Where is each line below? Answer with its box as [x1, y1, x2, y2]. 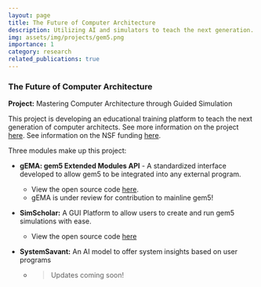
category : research [8, 48, 72, 56]
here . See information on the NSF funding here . [8, 131, 161, 140]
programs [19, 256, 52, 265]
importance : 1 [8, 41, 55, 49]
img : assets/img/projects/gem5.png [8, 33, 125, 42]
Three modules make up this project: [8, 146, 127, 155]
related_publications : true [8, 56, 100, 64]
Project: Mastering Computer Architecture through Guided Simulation [8, 99, 233, 108]
